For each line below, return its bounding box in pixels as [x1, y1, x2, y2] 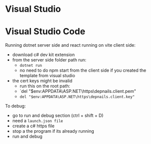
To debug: [5, 103, 26, 109]
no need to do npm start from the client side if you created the [19, 67, 147, 73]
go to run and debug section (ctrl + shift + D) [12, 113, 104, 118]
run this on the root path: [19, 83, 71, 89]
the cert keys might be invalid [12, 78, 73, 84]
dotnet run [19, 63, 42, 68]
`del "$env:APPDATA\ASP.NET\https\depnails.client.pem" [19, 88, 137, 94]
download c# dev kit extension [12, 52, 75, 58]
